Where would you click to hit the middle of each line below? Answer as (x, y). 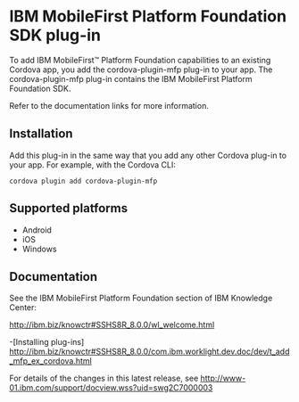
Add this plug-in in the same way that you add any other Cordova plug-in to (148, 155)
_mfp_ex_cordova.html (50, 361)
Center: (23, 308)
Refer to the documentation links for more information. (109, 105)
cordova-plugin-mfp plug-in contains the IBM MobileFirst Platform (131, 78)
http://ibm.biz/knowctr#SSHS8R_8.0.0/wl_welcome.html (112, 325)
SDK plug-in (55, 35)
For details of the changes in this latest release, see (104, 378)
